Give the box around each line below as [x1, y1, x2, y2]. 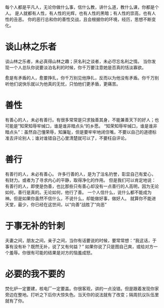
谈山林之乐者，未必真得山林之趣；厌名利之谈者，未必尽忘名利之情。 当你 [5, 58, 152, 64]
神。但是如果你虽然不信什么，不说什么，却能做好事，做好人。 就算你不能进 [5, 195, 156, 201]
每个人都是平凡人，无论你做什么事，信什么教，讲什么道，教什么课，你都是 [5, 4, 155, 10]
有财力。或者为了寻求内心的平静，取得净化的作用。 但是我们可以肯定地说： [5, 177, 156, 183]
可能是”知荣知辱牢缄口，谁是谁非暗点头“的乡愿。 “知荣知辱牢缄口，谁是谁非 [5, 123, 158, 129]
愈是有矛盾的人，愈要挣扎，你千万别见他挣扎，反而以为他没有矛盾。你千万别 [5, 75, 159, 80]
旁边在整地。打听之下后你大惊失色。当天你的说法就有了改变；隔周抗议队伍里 [5, 291, 159, 297]
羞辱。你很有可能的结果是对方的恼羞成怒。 [9, 250, 95, 255]
